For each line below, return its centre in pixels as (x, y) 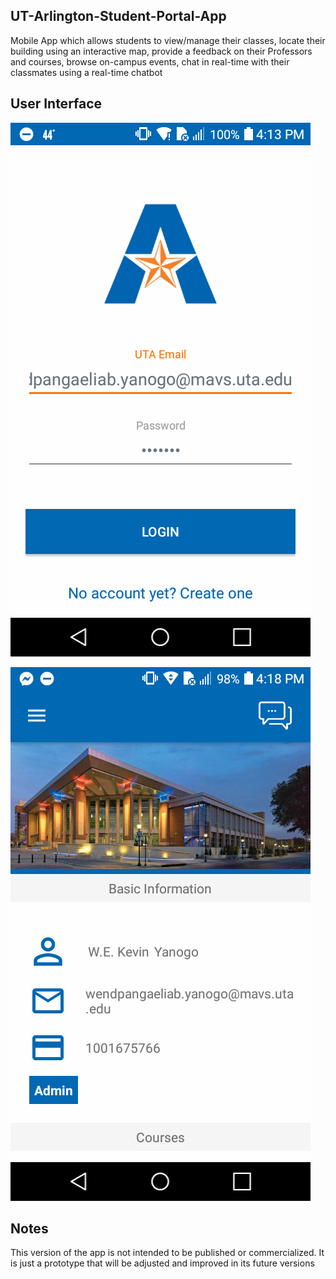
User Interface (56, 104)
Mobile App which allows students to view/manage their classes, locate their (168, 40)
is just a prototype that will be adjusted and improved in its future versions (162, 1263)
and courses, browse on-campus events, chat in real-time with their (150, 61)
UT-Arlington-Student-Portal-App (118, 16)
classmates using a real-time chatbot (86, 72)
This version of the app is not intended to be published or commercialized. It (167, 1253)
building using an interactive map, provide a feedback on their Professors (161, 51)
